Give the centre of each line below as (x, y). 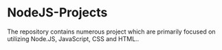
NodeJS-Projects (57, 13)
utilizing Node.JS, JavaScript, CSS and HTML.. (73, 38)
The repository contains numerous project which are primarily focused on (111, 32)
